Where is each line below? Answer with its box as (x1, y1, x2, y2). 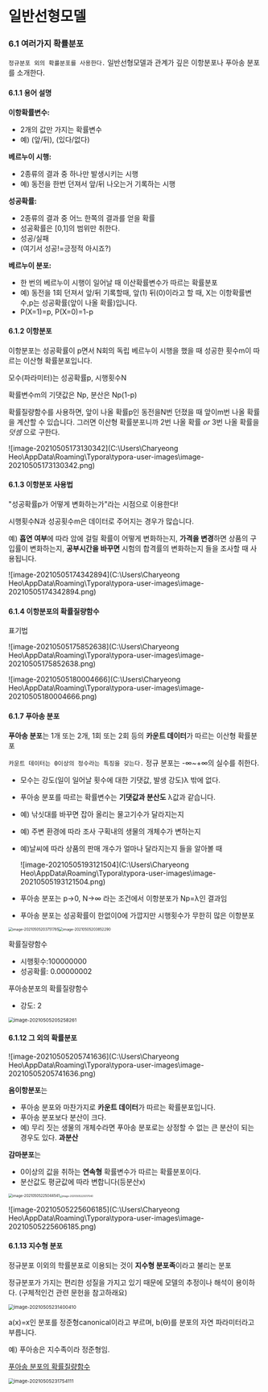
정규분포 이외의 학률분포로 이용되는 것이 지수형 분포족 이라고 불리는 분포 (8, 1260, 232, 1270)
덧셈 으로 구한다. (8, 427, 60, 437)
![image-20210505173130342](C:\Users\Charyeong (8, 443, 179, 453)
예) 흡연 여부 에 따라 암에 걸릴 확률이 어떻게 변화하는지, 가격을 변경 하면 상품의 (8, 533, 249, 544)
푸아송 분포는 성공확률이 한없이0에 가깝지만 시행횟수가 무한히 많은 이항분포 (19, 910, 255, 920)
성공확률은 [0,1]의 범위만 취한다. (19, 223, 121, 233)
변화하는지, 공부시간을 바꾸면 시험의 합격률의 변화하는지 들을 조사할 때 (29, 544, 249, 553)
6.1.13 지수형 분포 (8, 1241, 63, 1251)
